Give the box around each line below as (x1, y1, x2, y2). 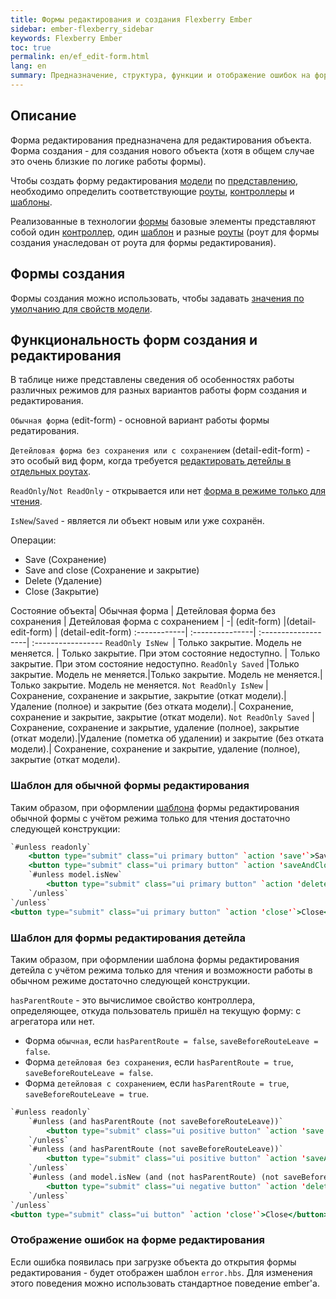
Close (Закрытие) (24, 586, 100, 598)
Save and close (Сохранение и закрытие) (24, 564, 200, 576)
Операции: (10, 534, 57, 546)
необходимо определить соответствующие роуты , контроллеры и (10, 185, 295, 197)
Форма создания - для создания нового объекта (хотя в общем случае (10, 144, 315, 156)
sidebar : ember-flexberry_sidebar (10, 24, 155, 34)
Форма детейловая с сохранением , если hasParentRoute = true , (24, 1077, 290, 1089)
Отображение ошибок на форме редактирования (10, 1233, 265, 1247)
